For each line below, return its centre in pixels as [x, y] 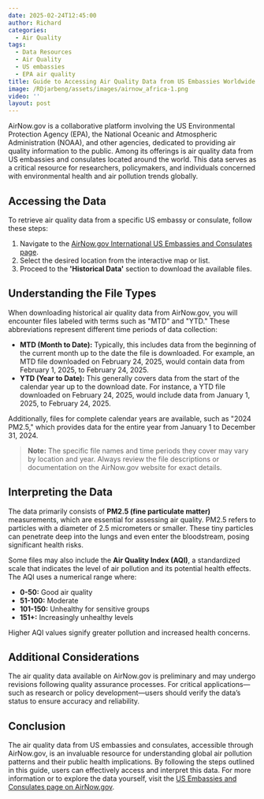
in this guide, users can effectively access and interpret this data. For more [130, 771]
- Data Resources [44, 52]
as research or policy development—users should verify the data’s [133, 693]
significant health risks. [46, 544]
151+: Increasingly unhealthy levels [76, 617]
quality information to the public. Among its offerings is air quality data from [131, 151]
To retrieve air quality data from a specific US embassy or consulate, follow [130, 220]
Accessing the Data [57, 201]
